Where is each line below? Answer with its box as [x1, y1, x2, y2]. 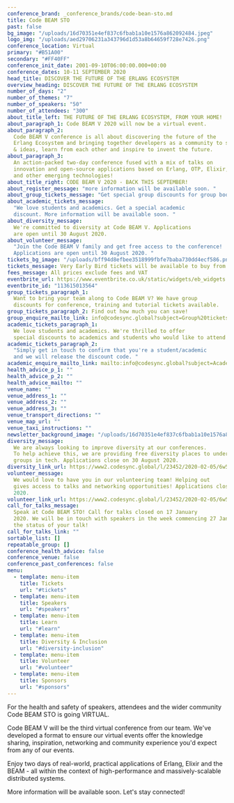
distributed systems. [7, 774, 66, 782]
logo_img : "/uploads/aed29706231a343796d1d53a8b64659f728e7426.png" [7, 36, 210, 43]
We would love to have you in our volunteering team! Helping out [13, 476, 210, 483]
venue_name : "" [7, 386, 52, 393]
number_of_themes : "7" [7, 95, 73, 102]
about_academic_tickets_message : [7, 198, 104, 205]
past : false [7, 23, 42, 30]
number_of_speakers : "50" [7, 101, 82, 108]
